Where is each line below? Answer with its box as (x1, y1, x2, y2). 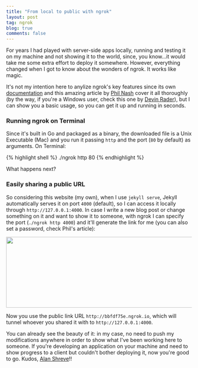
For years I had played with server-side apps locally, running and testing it (6, 47, 186, 54)
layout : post (6, 14, 38, 20)
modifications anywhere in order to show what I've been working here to (6, 336, 183, 343)
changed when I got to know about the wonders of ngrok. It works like (6, 65, 177, 73)
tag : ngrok (6, 19, 33, 25)
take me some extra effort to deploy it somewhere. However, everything (6, 60, 181, 67)
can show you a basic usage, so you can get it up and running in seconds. (6, 102, 186, 109)
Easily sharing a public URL (6, 180, 85, 189)
